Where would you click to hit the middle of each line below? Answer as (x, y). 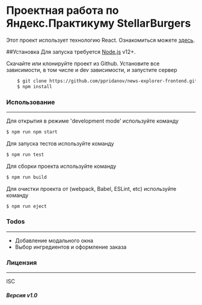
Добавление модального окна (54, 240)
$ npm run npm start (32, 132)
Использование (31, 102)
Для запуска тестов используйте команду (60, 143)
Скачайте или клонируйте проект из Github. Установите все (83, 63)
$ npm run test (25, 155)
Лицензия (22, 262)
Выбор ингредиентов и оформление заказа (71, 247)
